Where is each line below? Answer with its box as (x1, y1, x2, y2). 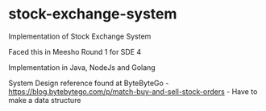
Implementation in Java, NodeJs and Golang (8, 62, 156, 72)
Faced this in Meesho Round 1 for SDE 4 (8, 47, 142, 56)
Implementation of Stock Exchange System (8, 31, 152, 41)
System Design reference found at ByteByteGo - (8, 78, 169, 88)
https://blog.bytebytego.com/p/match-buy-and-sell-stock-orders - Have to (8, 86, 258, 97)
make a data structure (8, 95, 81, 105)
